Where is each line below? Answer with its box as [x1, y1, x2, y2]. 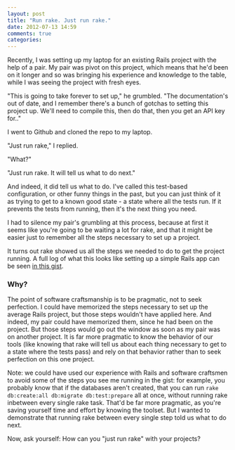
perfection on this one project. [7, 355, 95, 364]
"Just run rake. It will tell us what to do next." [7, 169, 135, 177]
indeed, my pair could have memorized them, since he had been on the [7, 318, 213, 326]
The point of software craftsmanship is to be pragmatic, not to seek [7, 295, 202, 304]
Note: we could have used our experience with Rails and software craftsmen [7, 368, 228, 377]
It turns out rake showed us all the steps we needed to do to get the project [7, 247, 224, 255]
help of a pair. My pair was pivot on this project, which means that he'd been [7, 63, 229, 72]
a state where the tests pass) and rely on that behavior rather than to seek [7, 347, 222, 356]
